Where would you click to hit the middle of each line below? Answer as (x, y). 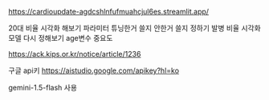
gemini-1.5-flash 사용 (43, 88)
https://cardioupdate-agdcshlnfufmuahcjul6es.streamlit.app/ (109, 12)
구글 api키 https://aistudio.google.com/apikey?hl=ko (94, 70)
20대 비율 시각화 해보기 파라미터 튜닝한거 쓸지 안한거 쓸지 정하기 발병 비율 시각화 (134, 28)
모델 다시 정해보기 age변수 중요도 (61, 38)
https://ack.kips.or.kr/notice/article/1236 (75, 54)
